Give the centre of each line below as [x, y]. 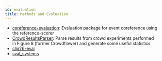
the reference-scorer [33, 33]
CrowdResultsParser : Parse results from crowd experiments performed [83, 38]
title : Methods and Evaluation [37, 14]
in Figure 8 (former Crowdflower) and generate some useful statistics [81, 43]
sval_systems [25, 53]
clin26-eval [23, 48]
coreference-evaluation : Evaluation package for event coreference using [85, 28]
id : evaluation [20, 9]
